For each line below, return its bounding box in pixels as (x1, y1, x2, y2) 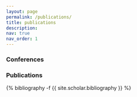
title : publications (6, 19, 57, 25)
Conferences (6, 55, 44, 63)
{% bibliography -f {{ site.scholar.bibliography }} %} (6, 85, 132, 92)
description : (6, 25, 38, 31)
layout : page (6, 8, 38, 15)
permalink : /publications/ (6, 14, 72, 20)
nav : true (6, 31, 30, 36)
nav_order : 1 (6, 36, 38, 42)
